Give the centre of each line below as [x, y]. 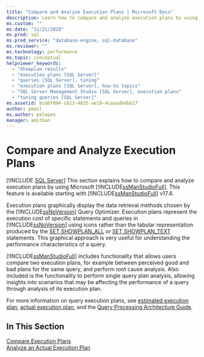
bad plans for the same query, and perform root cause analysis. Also [93, 269]
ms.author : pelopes [31, 115]
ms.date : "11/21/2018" [35, 29]
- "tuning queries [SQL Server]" [54, 97]
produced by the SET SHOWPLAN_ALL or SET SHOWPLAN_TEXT [89, 231]
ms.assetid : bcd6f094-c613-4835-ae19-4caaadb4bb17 [72, 103]
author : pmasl [24, 109]
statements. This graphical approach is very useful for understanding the [98, 238]
